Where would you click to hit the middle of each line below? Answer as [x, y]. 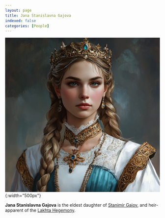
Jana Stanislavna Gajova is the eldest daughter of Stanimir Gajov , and [76, 205]
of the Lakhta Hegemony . [50, 210]
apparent [14, 210]
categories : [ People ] [27, 26]
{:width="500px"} [23, 195]
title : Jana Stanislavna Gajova [38, 15]
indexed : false [21, 21]
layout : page [18, 10]
